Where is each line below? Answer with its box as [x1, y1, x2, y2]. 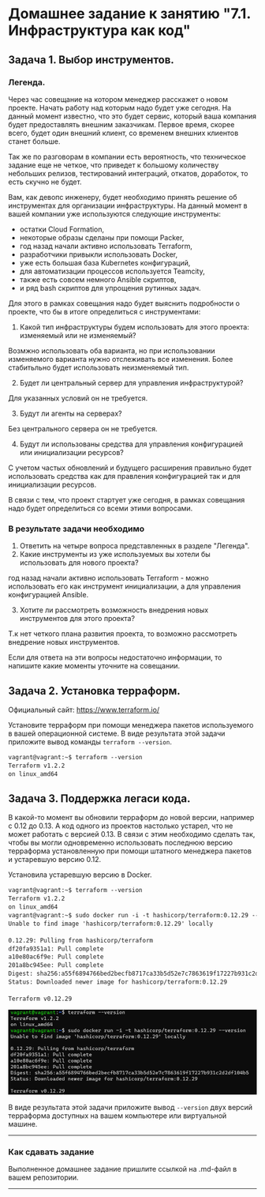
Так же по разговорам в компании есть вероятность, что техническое [8, 152, 246, 161]
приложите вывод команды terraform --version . [8, 736, 172, 747]
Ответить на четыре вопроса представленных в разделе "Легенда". [19, 541, 250, 551]
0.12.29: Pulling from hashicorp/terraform [8, 936, 154, 944]
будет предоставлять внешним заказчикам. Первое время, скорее [8, 119, 235, 129]
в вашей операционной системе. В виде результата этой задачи [8, 728, 226, 738]
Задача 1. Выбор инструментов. [8, 53, 175, 66]
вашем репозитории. [8, 1173, 79, 1182]
